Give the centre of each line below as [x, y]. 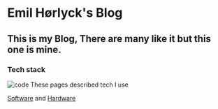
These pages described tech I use [80, 85]
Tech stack [26, 69]
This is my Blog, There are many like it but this [109, 39]
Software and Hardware [42, 98]
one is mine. [34, 49]
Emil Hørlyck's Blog [65, 13]
